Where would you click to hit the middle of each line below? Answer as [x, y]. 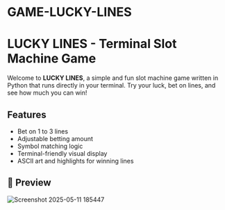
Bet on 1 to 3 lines [42, 131]
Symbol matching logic [50, 146]
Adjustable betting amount [55, 138]
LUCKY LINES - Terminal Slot [92, 44]
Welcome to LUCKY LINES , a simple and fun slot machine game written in [113, 78]
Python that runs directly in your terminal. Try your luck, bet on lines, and [111, 86]
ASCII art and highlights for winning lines [75, 161]
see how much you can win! [47, 93]
